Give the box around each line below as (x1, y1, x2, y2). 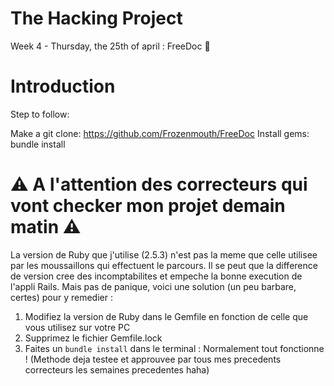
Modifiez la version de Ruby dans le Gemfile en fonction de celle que (24, 310, 309, 322)
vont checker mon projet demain (10, 195, 286, 217)
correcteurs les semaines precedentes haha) (24, 363, 210, 376)
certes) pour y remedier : (10, 291, 113, 303)
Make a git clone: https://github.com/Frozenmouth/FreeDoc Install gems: (10, 127, 310, 139)
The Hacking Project (10, 7, 183, 30)
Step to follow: (10, 108, 70, 120)
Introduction (10, 75, 116, 98)
